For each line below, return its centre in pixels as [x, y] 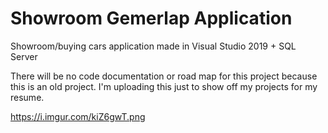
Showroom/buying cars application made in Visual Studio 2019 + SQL [153, 46]
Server [24, 56]
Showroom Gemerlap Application [151, 18]
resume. [27, 97]
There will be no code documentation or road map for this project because [164, 76]
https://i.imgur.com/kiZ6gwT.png [78, 116]
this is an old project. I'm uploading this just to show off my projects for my [164, 86]
